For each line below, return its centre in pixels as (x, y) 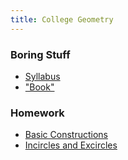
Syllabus (42, 76)
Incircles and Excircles (71, 145)
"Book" (39, 87)
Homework (37, 113)
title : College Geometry (62, 19)
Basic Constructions (66, 135)
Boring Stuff (40, 54)
